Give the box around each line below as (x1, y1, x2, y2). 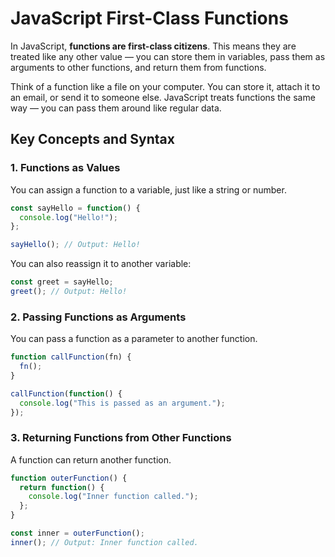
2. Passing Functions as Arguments (10, 310, 187, 324)
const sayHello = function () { (10, 203, 141, 213)
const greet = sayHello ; (10, 277, 114, 287)
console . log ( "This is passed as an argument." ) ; (19, 398, 226, 408)
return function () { (19, 482, 105, 492)
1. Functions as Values (10, 161, 121, 175)
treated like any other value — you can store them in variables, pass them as (10, 50, 326, 62)
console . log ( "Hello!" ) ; (19, 212, 118, 222)
